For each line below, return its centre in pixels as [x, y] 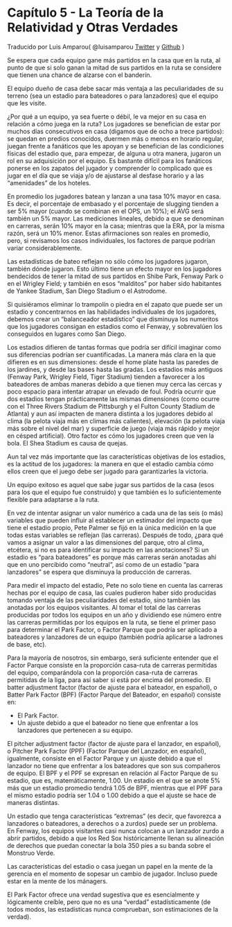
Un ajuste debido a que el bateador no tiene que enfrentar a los [108, 722]
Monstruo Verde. [31, 853]
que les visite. [27, 103]
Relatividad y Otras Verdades [93, 27]
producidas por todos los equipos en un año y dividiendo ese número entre [114, 615]
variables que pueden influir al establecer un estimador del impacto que [110, 520]
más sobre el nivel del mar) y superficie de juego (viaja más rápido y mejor [114, 428]
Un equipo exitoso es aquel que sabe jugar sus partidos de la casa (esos [111, 484]
